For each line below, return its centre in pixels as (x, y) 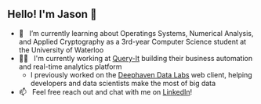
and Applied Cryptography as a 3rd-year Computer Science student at (132, 41)
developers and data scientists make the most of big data (123, 83)
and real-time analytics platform (70, 66)
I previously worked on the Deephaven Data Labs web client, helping (141, 74)
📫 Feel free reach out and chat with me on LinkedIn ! (105, 91)
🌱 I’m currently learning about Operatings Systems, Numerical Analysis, (136, 33)
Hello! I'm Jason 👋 (52, 14)
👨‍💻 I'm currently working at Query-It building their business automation (135, 58)
